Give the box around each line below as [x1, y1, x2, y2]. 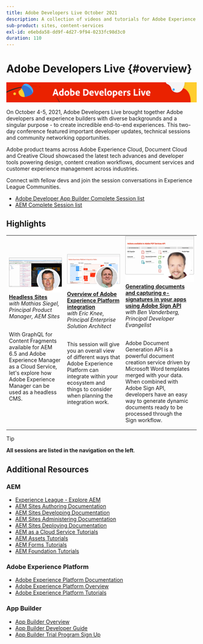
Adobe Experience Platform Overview [14, 583, 109, 590]
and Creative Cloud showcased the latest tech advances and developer [6, 152, 184, 159]
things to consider [66, 385, 112, 393]
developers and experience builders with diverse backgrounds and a [6, 115, 177, 122]
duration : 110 [6, 35, 42, 42]
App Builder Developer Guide [14, 624, 88, 631]
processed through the [125, 410, 182, 417]
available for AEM [8, 344, 53, 351]
